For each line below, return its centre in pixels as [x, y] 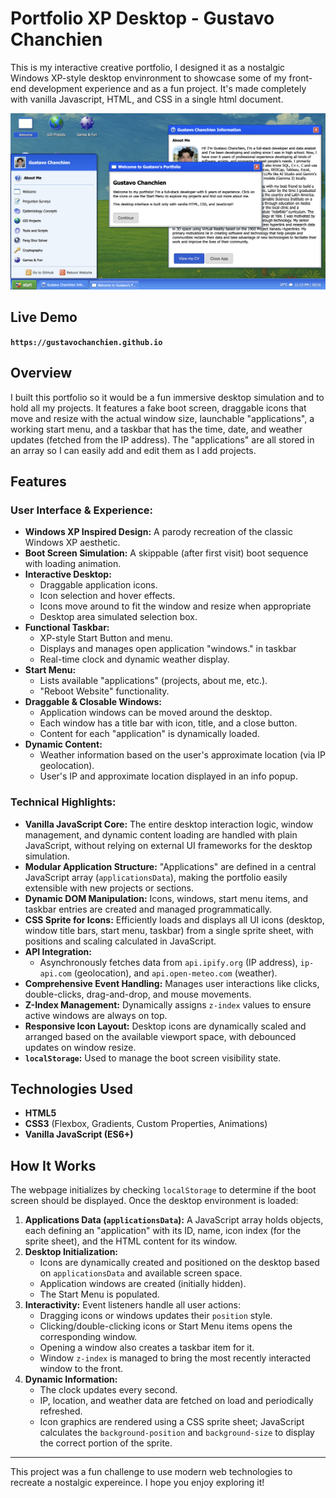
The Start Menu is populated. [99, 1294]
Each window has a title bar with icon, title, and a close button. [168, 723]
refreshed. [61, 1411]
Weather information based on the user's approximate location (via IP [182, 755]
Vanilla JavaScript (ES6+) [79, 1134]
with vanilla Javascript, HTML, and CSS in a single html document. [147, 99]
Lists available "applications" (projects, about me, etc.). [153, 681]
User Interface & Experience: [81, 510]
